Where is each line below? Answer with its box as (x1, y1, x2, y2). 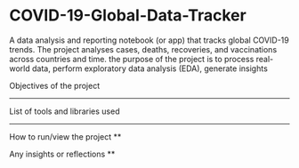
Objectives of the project (9, 80, 101, 91)
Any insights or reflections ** (9, 148, 116, 159)
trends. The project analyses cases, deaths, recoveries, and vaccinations (9, 44, 278, 54)
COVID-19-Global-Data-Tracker (9, 5, 246, 26)
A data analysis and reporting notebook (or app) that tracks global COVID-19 (9, 35, 289, 45)
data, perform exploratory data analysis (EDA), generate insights (31, 63, 269, 74)
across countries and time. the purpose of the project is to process (9, 53, 255, 64)
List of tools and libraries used (9, 106, 120, 116)
